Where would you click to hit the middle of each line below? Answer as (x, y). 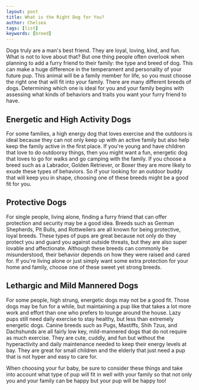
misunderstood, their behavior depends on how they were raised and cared (98, 254)
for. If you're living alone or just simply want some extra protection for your (97, 260)
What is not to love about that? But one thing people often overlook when (95, 57)
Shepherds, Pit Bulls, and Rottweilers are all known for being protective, (93, 229)
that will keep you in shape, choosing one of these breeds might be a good (97, 178)
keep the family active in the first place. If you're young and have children (96, 146)
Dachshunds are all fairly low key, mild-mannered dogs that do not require (97, 331)
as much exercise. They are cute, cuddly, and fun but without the (85, 337)
